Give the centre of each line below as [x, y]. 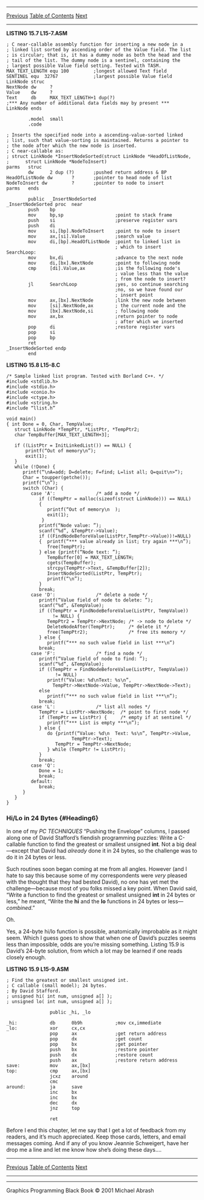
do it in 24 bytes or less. [36, 857]
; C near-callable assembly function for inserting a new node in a [95, 44]
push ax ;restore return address [114, 1060]
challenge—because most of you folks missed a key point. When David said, [102, 889]
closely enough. [26, 957]
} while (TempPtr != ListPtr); [87, 750]
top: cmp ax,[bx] [49, 1071]
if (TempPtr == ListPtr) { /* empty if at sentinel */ [115, 717]
